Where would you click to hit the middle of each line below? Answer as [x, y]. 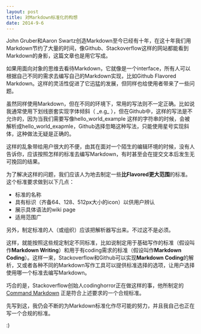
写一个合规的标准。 [30, 314]
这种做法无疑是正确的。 [45, 134]
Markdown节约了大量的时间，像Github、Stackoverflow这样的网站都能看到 [98, 48]
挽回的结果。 [27, 162]
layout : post [22, 12]
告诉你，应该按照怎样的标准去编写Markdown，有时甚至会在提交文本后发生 [98, 154]
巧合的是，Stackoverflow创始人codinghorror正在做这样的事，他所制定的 [95, 285]
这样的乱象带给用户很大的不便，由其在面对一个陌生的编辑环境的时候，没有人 [100, 147]
